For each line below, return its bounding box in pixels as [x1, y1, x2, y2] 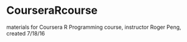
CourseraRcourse [6, 4, 98, 17]
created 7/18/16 [6, 29, 46, 37]
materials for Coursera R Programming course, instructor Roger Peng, [6, 23, 182, 31]
